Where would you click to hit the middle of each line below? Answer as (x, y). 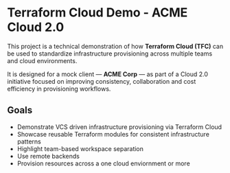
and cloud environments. (42, 60)
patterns (29, 141)
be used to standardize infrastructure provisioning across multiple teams (110, 54)
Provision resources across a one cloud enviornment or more (103, 163)
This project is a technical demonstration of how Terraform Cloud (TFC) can (115, 46)
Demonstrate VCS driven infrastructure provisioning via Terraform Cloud (119, 127)
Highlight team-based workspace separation (80, 148)
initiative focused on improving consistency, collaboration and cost (102, 81)
